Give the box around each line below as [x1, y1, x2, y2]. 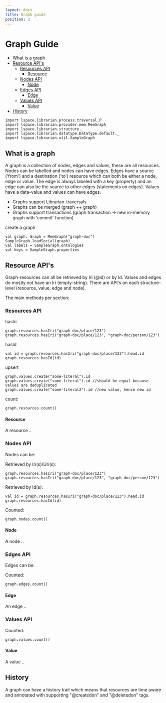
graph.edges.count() [5, 582, 48, 587]
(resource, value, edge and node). [15, 285, 86, 291]
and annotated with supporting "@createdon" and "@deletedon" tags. [5, 692, 150, 698]
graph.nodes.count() [5, 516, 48, 522]
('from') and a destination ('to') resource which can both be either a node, [5, 173, 157, 179]
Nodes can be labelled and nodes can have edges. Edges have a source [5, 168, 154, 174]
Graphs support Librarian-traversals [12, 199, 86, 205]
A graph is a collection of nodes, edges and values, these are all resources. [5, 163, 160, 169]
